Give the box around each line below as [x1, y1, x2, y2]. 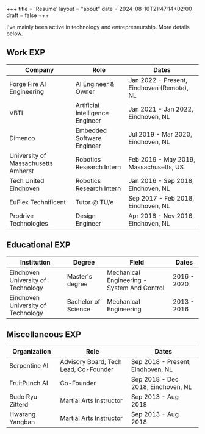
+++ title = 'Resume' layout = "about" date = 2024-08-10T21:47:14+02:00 [6, 5, 192, 12]
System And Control [106, 283, 165, 292]
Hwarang [9, 410, 36, 419]
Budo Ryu [9, 393, 38, 401]
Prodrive [9, 212, 34, 220]
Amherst [9, 166, 34, 175]
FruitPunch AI [9, 379, 48, 388]
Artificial [75, 101, 99, 109]
